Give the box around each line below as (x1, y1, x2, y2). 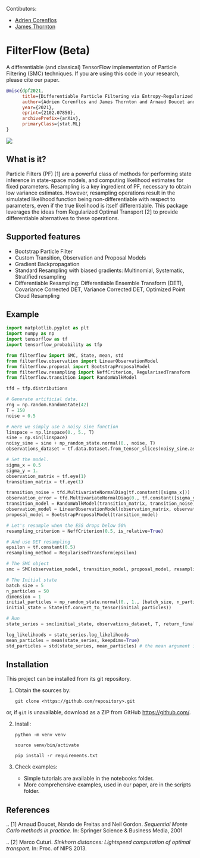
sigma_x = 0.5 (6, 462, 42, 468)
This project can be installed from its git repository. (6, 675, 132, 683)
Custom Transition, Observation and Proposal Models (14, 254, 146, 261)
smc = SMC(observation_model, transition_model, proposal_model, (6, 566, 171, 572)
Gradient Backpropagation (14, 260, 80, 267)
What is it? (6, 155, 46, 165)
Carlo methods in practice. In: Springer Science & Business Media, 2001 (6, 827, 183, 834)
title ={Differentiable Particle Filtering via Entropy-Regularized (21, 93, 193, 99)
